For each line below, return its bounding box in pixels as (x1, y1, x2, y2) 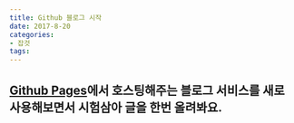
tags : (9, 47, 30, 56)
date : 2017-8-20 (9, 22, 71, 31)
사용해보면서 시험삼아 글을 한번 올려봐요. (9, 99, 222, 115)
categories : (9, 30, 54, 39)
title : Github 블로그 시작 (9, 13, 103, 23)
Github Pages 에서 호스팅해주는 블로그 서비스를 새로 (9, 82, 285, 98)
